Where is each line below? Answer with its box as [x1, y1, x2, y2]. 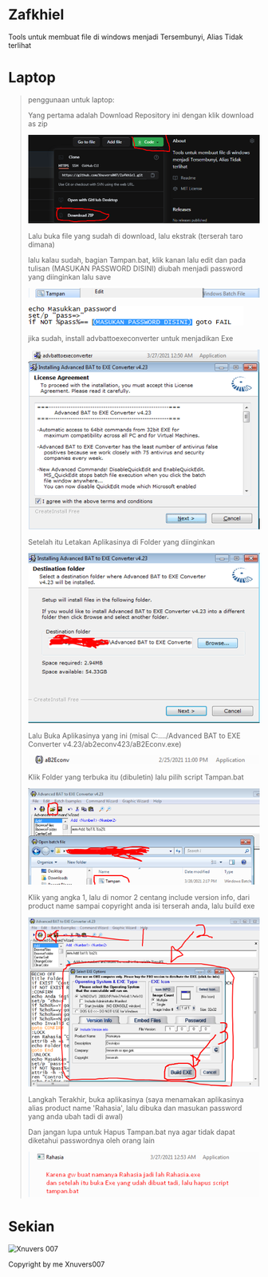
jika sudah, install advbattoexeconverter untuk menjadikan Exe [27, 333, 234, 343]
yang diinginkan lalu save [27, 272, 112, 281]
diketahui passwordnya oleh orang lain [27, 1136, 156, 1145]
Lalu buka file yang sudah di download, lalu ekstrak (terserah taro [27, 231, 243, 240]
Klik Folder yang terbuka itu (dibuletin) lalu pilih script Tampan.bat [27, 772, 244, 782]
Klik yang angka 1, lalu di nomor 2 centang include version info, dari [27, 893, 250, 902]
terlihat [8, 40, 32, 50]
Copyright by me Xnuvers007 [8, 1259, 105, 1269]
